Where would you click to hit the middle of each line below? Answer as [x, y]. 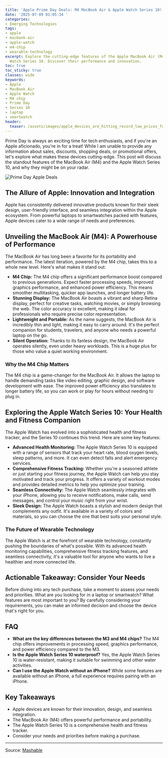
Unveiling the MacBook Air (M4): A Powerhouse [81, 236]
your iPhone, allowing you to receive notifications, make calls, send [81, 495]
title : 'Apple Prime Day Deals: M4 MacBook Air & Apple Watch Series [79, 10]
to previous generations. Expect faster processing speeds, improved [83, 282]
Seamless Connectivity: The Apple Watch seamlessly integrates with [84, 490]
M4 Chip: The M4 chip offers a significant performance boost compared [87, 277]
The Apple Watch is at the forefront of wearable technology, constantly [78, 540]
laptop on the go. [30, 335]
